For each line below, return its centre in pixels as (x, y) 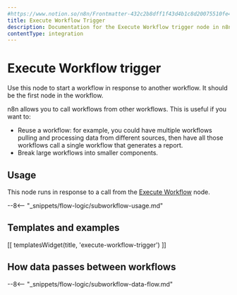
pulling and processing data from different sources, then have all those (120, 138)
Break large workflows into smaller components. (88, 153)
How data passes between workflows (92, 267)
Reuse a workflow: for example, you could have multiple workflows (115, 131)
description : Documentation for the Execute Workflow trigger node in (113, 27)
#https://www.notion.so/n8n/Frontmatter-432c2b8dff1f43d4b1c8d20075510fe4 (120, 14)
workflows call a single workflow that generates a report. (100, 145)
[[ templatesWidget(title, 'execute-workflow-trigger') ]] (87, 245)
